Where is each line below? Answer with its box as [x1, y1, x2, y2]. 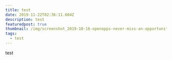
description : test [5, 17, 45, 22]
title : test [5, 7, 31, 13]
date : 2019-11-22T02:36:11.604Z [5, 12, 74, 17]
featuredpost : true [5, 21, 47, 27]
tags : [5, 31, 17, 36]
